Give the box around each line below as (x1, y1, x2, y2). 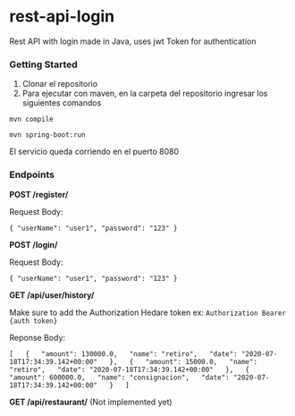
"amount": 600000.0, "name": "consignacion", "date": (9, 373, 230, 382)
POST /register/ (9, 189, 69, 200)
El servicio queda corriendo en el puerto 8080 (9, 146, 180, 157)
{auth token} (9, 316, 58, 326)
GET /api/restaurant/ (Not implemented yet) (9, 396, 173, 407)
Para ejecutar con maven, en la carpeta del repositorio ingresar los (21, 88, 268, 99)
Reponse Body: (9, 332, 65, 343)
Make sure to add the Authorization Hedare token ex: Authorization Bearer (9, 307, 286, 318)
